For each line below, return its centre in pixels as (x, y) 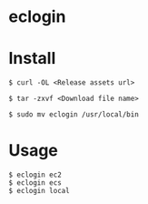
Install (32, 59)
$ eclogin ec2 (35, 175)
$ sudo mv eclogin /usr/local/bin (74, 115)
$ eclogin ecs (35, 183)
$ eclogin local (39, 191)
